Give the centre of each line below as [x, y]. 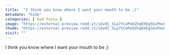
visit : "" [16, 33]
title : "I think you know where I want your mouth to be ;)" [72, 10]
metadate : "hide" [24, 14]
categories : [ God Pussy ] [34, 19]
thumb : [12, 28]
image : [12, 24]
